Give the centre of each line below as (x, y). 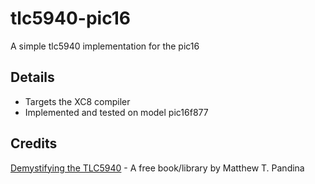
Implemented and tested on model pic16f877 (116, 112)
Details (32, 77)
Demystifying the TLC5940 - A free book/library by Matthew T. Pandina (157, 168)
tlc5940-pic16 (70, 18)
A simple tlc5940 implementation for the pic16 (105, 46)
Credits (34, 143)
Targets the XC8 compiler (77, 101)
